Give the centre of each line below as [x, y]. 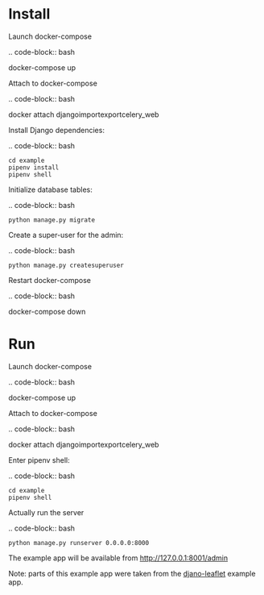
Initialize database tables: [50, 189]
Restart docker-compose [49, 280]
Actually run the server [46, 512]
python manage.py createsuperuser [66, 265]
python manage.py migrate [52, 220]
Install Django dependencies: [56, 130]
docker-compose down [47, 311]
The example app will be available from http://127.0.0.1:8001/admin [118, 558]
